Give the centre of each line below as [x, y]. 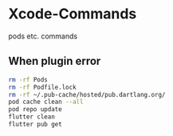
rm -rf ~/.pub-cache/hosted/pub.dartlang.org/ [87, 94]
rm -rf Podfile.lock [43, 87]
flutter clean [32, 117]
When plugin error [55, 61]
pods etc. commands [43, 36]
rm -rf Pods [28, 80]
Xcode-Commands [73, 14]
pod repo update [35, 110]
